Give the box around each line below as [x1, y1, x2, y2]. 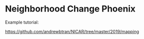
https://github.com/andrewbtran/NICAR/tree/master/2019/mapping [5, 28, 139, 34]
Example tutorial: [5, 19, 39, 25]
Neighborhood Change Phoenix [5, 3, 136, 14]
